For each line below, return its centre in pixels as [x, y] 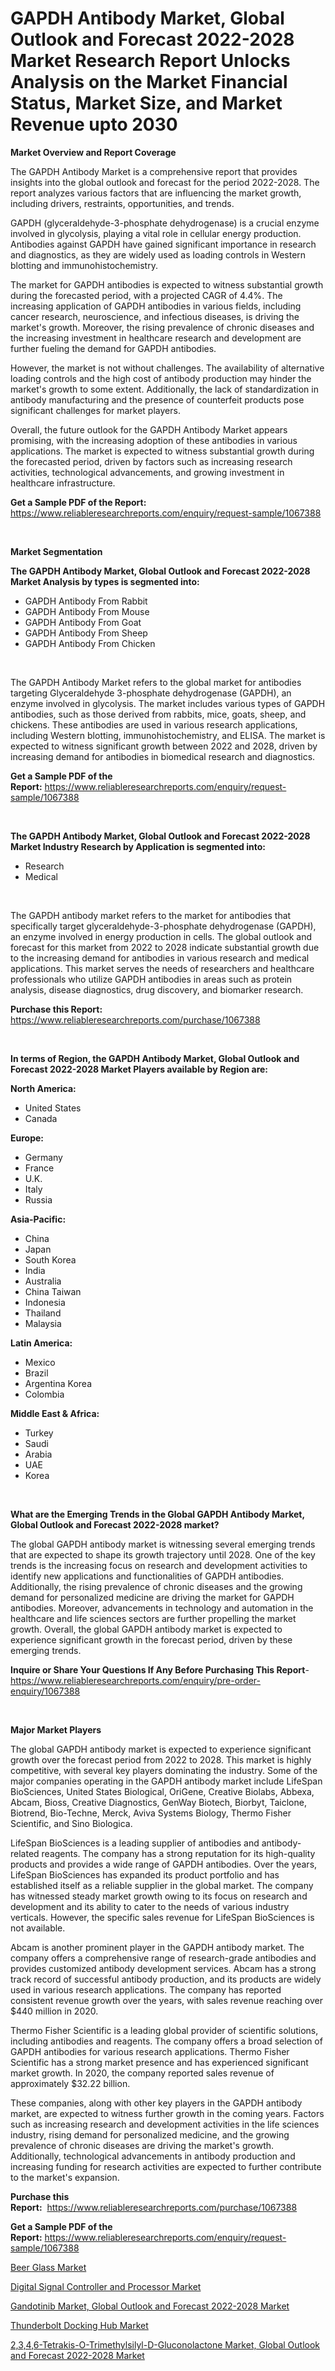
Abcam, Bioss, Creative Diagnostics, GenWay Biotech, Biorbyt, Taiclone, [158, 1802]
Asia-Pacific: [38, 1219]
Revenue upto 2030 [94, 124]
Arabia [38, 1454]
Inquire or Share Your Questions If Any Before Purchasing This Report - [160, 1669]
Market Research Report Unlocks [150, 61]
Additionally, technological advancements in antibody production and [153, 2156]
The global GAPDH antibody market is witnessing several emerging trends [163, 1544]
